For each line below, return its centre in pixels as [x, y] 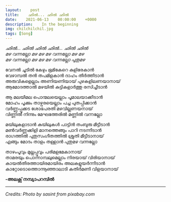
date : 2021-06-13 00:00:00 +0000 [51, 19]
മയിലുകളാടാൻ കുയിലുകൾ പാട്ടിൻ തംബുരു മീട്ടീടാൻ [58, 124]
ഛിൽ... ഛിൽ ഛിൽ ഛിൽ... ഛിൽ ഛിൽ [47, 48]
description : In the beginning [42, 24]
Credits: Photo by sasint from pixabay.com [50, 194]
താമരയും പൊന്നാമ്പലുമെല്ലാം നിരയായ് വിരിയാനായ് [60, 157]
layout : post [22, 10]
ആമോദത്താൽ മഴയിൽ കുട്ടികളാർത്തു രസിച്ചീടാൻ [56, 87]
